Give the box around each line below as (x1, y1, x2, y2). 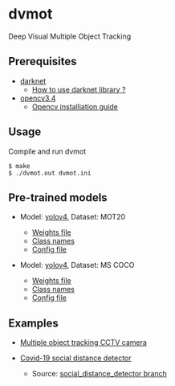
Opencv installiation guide (31, 101, 118, 111)
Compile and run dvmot (8, 146, 87, 156)
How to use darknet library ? (31, 84, 126, 94)
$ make (8, 162, 31, 170)
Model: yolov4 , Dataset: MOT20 (19, 212, 126, 222)
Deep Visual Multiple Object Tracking (8, 31, 132, 41)
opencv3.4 (19, 93, 56, 103)
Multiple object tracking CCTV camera (19, 338, 147, 347)
